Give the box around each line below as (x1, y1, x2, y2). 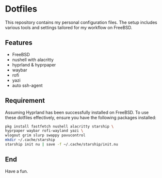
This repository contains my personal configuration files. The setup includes (5, 19, 158, 25)
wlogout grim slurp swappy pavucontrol (5, 133, 86, 138)
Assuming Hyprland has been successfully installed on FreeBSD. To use (5, 109, 149, 115)
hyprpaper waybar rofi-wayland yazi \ (5, 129, 83, 133)
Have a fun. (5, 168, 28, 174)
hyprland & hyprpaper (12, 62, 56, 67)
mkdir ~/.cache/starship (5, 137, 55, 143)
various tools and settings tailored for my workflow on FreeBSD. (5, 24, 132, 30)
